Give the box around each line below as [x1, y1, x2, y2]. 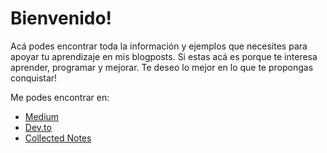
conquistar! [10, 72, 58, 84]
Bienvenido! [10, 7, 113, 30]
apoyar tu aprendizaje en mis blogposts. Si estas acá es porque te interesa [10, 50, 318, 62]
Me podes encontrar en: [10, 91, 110, 103]
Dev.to [24, 121, 52, 133]
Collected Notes [24, 132, 92, 144]
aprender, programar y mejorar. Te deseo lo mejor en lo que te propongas [10, 61, 314, 73]
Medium [24, 110, 60, 122]
